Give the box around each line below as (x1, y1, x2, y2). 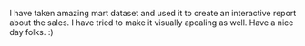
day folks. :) (9, 27, 54, 37)
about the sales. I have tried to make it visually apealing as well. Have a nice (9, 17, 294, 28)
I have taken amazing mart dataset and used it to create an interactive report (9, 8, 297, 18)
